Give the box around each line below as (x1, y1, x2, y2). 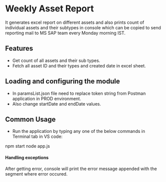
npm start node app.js (5, 143, 51, 149)
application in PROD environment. (12, 95, 81, 102)
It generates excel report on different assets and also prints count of (5, 19, 145, 25)
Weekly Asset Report (5, 3, 94, 14)
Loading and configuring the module (5, 77, 120, 86)
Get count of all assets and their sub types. (12, 58, 101, 63)
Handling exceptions (5, 154, 49, 160)
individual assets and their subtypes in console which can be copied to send (5, 24, 161, 30)
